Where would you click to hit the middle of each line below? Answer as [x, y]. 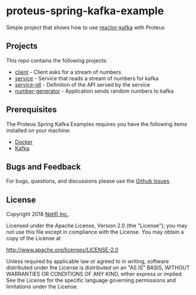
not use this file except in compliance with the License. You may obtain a [95, 232]
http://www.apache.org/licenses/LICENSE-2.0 [62, 250]
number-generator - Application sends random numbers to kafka [94, 91]
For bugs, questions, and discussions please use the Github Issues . [88, 181]
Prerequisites [31, 110]
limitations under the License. [42, 287]
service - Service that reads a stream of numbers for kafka [87, 78]
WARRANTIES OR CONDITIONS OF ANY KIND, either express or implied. [94, 274]
